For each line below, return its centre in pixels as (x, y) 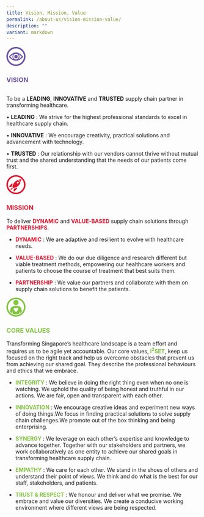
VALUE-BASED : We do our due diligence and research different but (101, 258)
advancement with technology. (45, 142)
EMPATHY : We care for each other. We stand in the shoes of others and (107, 469)
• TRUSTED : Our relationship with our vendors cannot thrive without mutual (102, 153)
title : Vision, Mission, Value (46, 13)
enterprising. (31, 427)
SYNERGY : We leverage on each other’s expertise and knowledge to (102, 438)
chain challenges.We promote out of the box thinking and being (95, 420)
